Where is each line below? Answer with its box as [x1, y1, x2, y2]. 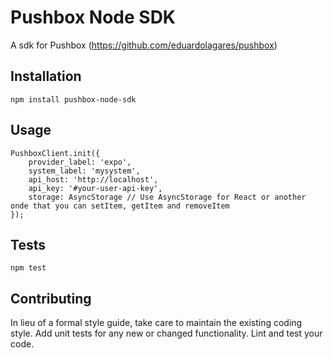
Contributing [10, 290, 92, 307]
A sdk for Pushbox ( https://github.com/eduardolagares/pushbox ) [10, 39, 278, 51]
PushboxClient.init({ [10, 148, 101, 158]
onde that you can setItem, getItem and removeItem [10, 201, 230, 211]
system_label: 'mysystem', [28, 166, 141, 176]
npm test [10, 263, 47, 273]
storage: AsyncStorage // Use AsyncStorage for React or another [28, 192, 307, 202]
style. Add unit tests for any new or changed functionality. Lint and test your [10, 327, 323, 340]
